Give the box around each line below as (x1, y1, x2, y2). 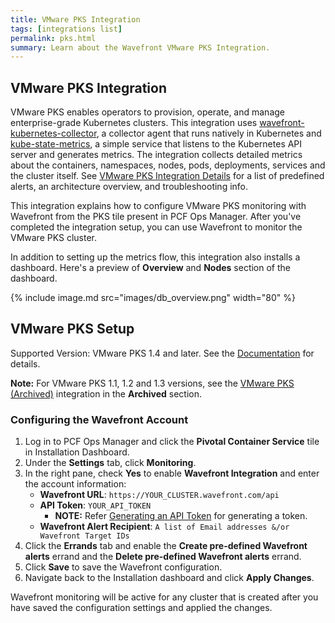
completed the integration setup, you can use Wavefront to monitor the (10, 221, 303, 233)
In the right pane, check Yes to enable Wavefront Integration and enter (24, 467, 320, 480)
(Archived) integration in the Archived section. (10, 387, 203, 400)
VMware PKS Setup (10, 321, 135, 338)
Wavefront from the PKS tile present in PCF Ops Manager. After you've (10, 211, 302, 223)
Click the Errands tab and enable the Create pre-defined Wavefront (24, 540, 308, 552)
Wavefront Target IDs (39, 531, 130, 541)
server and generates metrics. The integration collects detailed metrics (10, 149, 303, 161)
